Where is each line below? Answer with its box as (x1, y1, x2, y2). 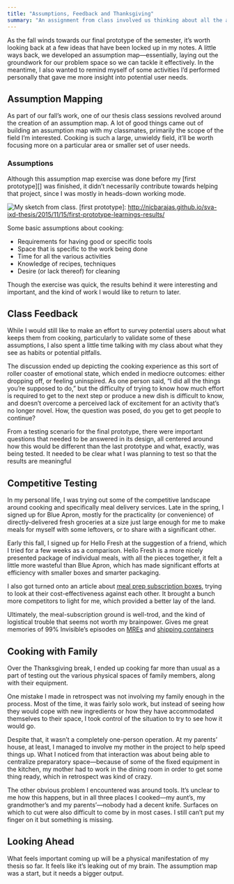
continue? (7, 414, 36, 422)
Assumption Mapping (7, 93, 103, 105)
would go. (7, 722, 36, 731)
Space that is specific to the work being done (17, 245, 148, 253)
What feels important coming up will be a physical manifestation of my (7, 854, 209, 862)
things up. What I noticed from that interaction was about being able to (7, 750, 210, 759)
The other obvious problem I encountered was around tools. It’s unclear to (7, 786, 220, 795)
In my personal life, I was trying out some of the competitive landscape (7, 496, 211, 504)
